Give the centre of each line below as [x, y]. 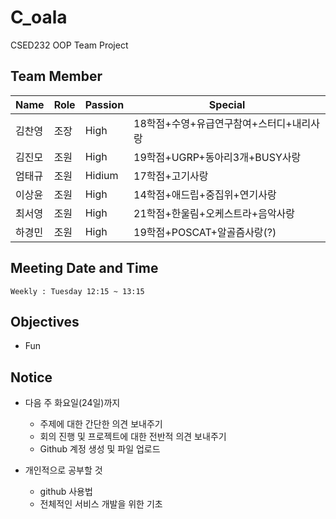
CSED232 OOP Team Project [69, 45]
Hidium [101, 175]
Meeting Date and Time [84, 268]
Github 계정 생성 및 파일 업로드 [100, 449]
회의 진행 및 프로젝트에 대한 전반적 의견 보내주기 [133, 437]
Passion [104, 104]
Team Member [56, 76]
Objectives [45, 321]
